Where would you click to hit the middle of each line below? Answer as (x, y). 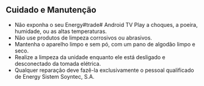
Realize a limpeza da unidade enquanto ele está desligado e (90, 57)
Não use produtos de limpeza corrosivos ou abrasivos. (83, 38)
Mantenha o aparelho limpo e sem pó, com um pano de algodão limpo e (105, 44)
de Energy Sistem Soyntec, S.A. (54, 76)
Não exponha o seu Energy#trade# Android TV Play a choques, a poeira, (106, 24)
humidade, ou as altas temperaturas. (61, 31)
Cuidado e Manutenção (51, 10)
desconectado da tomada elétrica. (58, 63)
